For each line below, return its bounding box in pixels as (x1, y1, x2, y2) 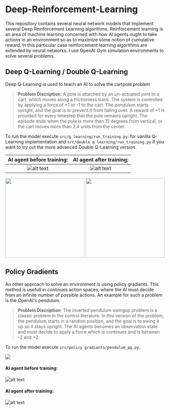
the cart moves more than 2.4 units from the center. (17, 123, 125, 129)
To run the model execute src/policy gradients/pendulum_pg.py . (5, 344, 141, 350)
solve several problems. (5, 52, 55, 59)
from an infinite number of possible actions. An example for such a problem (5, 291, 163, 298)
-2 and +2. (17, 334, 40, 340)
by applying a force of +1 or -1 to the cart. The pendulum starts (17, 102, 149, 108)
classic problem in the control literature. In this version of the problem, (17, 312, 164, 318)
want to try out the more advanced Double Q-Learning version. (5, 144, 137, 150)
